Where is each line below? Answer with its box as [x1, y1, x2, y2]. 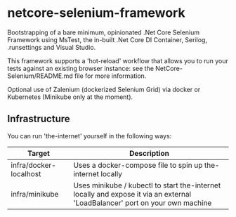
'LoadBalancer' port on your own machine [73, 198, 212, 208]
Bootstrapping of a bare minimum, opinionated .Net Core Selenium [7, 28, 200, 37]
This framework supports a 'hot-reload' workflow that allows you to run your [7, 56, 228, 65]
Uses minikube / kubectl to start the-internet [73, 180, 221, 190]
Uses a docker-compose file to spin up [73, 160, 203, 170]
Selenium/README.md [7, 72, 74, 80]
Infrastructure [7, 113, 70, 125]
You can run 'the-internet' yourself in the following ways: [7, 131, 172, 140]
